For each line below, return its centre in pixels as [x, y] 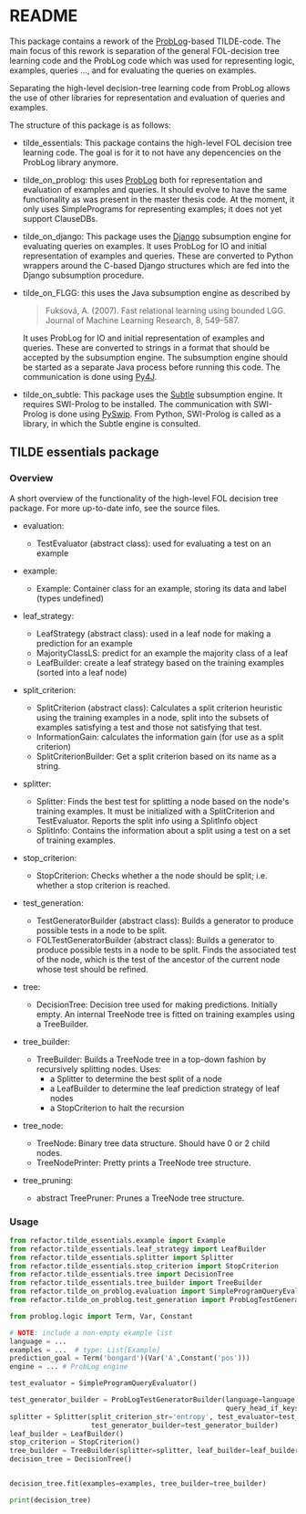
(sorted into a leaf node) [82, 672]
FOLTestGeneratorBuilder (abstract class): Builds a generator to [155, 940]
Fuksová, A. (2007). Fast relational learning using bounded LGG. [165, 310]
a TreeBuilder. [62, 1024]
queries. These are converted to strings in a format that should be [146, 347]
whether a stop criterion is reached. [103, 885]
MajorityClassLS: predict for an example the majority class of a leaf [162, 653]
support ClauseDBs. [60, 218]
